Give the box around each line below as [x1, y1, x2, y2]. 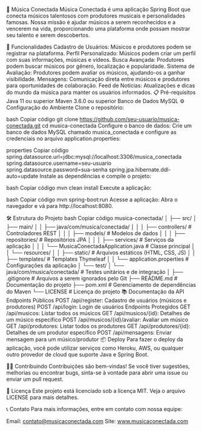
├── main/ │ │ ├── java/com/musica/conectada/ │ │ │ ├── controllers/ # [6, 223, 192, 230]
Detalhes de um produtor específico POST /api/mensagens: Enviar [6, 329, 172, 336]
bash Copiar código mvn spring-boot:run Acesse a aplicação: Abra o [6, 196, 178, 203]
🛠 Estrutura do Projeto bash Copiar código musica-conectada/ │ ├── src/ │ [6, 215, 197, 221]
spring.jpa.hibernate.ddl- [108, 166, 171, 173]
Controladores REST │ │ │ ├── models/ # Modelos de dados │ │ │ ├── [6, 230, 186, 236]
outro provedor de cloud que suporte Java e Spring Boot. [6, 351, 149, 358]
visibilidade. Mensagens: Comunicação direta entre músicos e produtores [6, 76, 190, 82]
